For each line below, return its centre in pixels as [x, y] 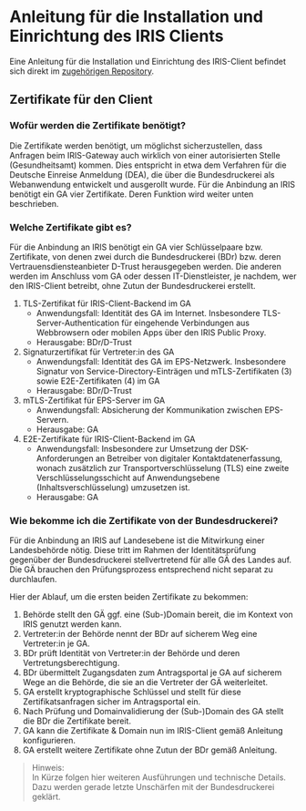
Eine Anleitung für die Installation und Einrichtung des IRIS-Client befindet [148, 61]
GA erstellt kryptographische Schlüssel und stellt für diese [132, 692]
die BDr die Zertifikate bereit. [77, 721]
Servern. [52, 419]
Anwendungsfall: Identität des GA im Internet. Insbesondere [148, 313]
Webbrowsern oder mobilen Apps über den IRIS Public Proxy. [151, 332]
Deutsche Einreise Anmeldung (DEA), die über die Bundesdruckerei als [142, 174]
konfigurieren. [49, 741]
